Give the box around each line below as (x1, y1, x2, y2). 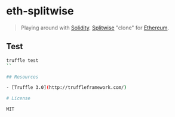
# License (6, 95, 31, 101)
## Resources (6, 74, 39, 80)
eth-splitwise (6, 4, 74, 18)
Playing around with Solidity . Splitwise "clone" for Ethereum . (20, 24, 169, 31)
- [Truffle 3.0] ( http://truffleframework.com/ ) (6, 85, 127, 91)
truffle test (6, 57, 39, 64)
